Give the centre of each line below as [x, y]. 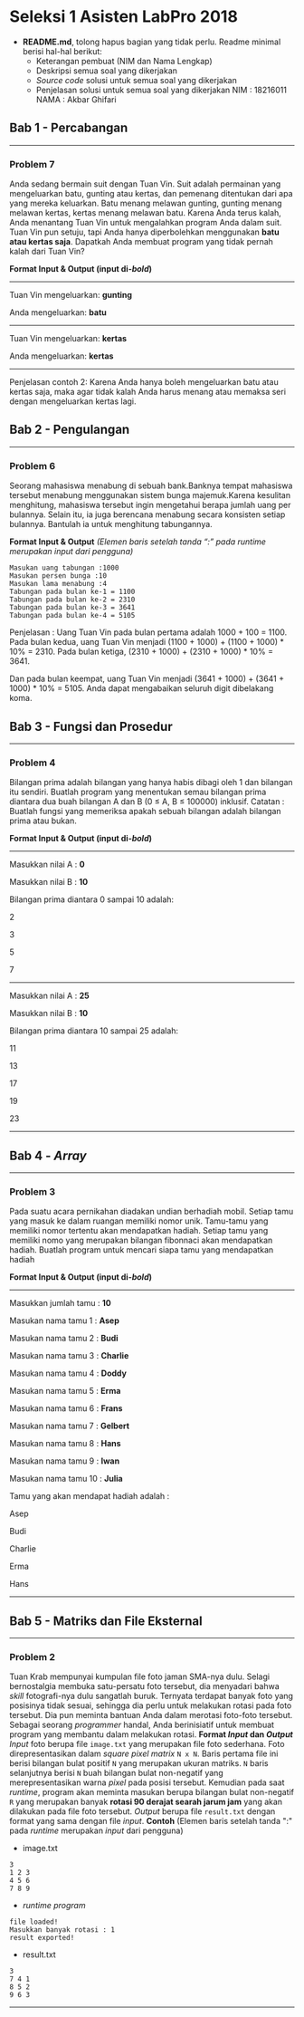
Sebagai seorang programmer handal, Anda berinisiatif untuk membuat [142, 1725]
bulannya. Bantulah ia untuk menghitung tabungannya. [111, 524]
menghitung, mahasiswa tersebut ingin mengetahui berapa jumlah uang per [150, 505]
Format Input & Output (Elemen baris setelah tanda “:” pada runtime [138, 542]
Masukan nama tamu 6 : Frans [66, 1408]
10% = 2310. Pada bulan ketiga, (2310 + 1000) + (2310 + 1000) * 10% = [142, 652]
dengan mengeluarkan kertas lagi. [73, 401]
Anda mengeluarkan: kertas [62, 356]
